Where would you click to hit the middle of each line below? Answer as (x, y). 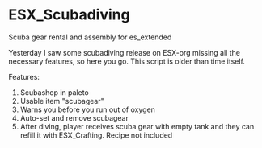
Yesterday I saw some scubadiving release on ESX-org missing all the (125, 52)
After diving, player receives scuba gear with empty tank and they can (137, 126)
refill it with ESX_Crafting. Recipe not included (96, 135)
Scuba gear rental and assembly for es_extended (90, 37)
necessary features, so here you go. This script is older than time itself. (127, 61)
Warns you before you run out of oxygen (88, 109)
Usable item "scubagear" (62, 101)
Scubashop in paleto (54, 92)
